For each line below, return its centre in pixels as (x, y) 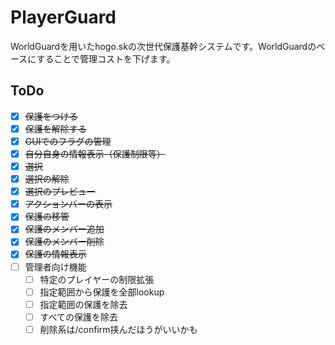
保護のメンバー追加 (64, 229)
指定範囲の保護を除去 (83, 304)
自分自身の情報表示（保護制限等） (95, 153)
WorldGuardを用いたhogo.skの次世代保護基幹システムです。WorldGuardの (163, 46)
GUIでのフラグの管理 (68, 141)
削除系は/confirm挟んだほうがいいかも (118, 329)
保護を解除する (55, 128)
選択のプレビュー (60, 192)
